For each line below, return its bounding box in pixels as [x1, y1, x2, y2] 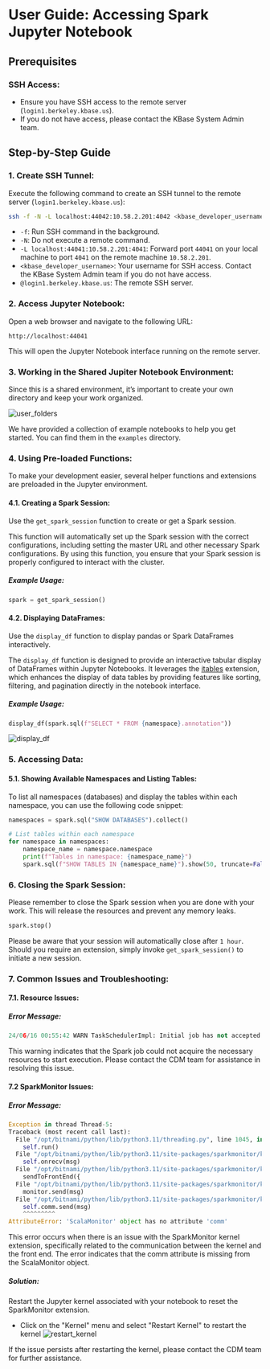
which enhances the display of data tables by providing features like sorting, [8, 672, 261, 682]
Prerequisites [8, 55, 77, 68]
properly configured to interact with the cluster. [8, 557, 165, 567]
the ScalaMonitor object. [8, 1258, 90, 1268]
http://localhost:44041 [8, 332, 88, 340]
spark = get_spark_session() [8, 596, 106, 604]
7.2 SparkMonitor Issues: [8, 1081, 94, 1091]
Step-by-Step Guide [8, 146, 111, 160]
